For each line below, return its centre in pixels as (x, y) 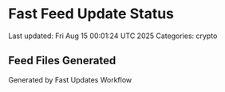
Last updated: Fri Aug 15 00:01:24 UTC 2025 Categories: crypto (113, 36)
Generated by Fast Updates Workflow (70, 79)
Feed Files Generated (62, 61)
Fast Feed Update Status (91, 14)
